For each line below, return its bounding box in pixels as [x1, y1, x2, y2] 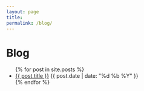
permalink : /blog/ [6, 20, 53, 26]
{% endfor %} [15, 79, 50, 86]
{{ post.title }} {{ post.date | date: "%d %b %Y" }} [15, 72, 139, 80]
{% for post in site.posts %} [15, 66, 85, 73]
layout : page [6, 8, 39, 15]
